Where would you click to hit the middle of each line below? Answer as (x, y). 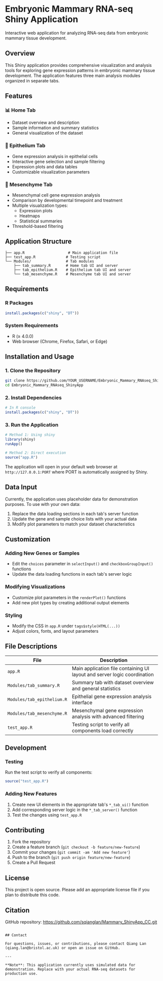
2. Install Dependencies (33, 398)
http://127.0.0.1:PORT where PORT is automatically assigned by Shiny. (77, 472)
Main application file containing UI (111, 668)
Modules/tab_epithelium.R (37, 699)
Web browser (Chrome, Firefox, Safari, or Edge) (60, 341)
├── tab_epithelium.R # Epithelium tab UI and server (73, 270)
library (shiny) (20, 440)
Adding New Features (31, 794)
